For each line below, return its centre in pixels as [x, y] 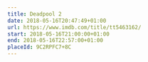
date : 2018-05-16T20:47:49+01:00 [57, 21]
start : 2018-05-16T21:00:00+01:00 [59, 34]
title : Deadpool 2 [35, 14]
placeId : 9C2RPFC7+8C [39, 47]
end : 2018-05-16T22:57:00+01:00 [55, 41]
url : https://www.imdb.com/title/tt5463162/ [74, 27]
